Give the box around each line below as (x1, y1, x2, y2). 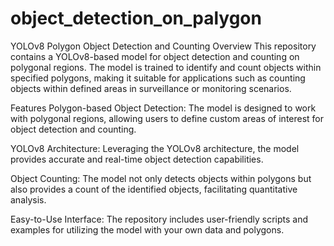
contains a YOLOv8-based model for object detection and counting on (10, 50, 300, 62)
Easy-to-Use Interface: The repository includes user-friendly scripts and (10, 213, 309, 225)
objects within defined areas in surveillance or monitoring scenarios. (10, 82, 292, 94)
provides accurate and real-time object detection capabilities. (10, 153, 264, 165)
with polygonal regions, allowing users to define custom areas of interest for (10, 112, 325, 124)
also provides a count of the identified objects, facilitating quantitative (10, 183, 298, 195)
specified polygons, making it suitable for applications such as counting (10, 72, 306, 84)
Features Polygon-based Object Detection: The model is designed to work (10, 102, 317, 114)
